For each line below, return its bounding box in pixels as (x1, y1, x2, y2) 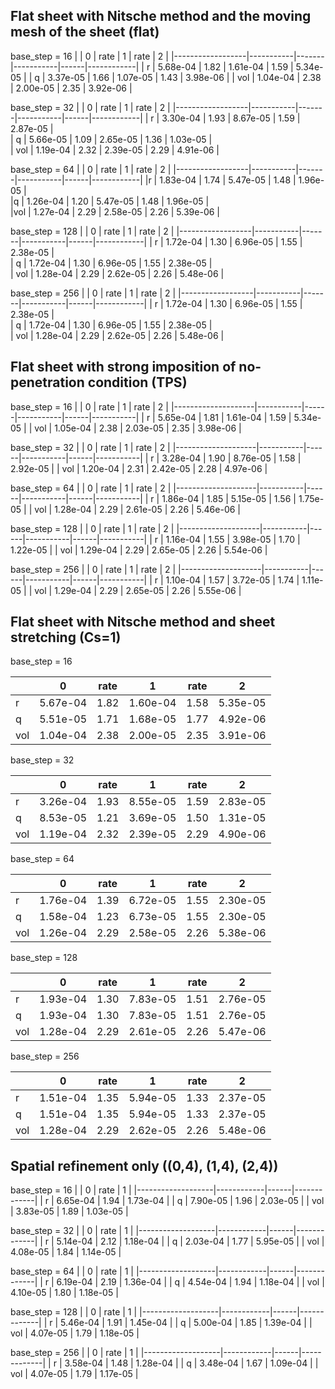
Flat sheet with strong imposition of (10, 359, 237, 376)
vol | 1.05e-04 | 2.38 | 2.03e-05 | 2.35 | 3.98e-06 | (34, 422, 242, 434)
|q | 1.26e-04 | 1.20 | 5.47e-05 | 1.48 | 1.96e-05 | (10, 195, 210, 207)
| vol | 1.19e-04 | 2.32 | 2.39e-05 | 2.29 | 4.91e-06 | (10, 144, 220, 156)
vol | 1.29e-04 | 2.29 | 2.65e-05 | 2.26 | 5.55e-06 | (34, 584, 242, 596)
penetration (10, 374, 85, 391)
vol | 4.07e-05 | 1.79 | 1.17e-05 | (10, 1368, 139, 1380)
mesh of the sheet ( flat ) (10, 24, 160, 41)
